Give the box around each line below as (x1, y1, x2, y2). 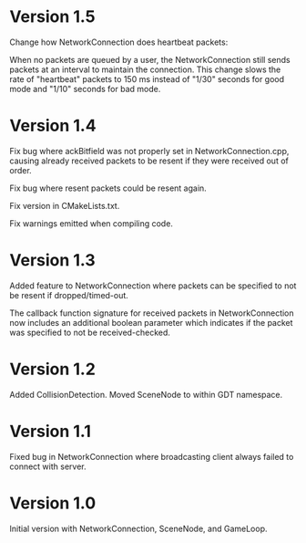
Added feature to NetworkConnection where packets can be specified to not (9, 280, 297, 291)
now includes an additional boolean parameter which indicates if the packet (9, 317, 293, 328)
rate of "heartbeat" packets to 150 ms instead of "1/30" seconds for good (9, 73, 285, 84)
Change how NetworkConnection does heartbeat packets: (9, 37, 229, 47)
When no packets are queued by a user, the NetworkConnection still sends (9, 54, 291, 65)
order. (9, 164, 32, 175)
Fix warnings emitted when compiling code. (9, 217, 173, 229)
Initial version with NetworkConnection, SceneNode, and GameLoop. (9, 523, 268, 534)
